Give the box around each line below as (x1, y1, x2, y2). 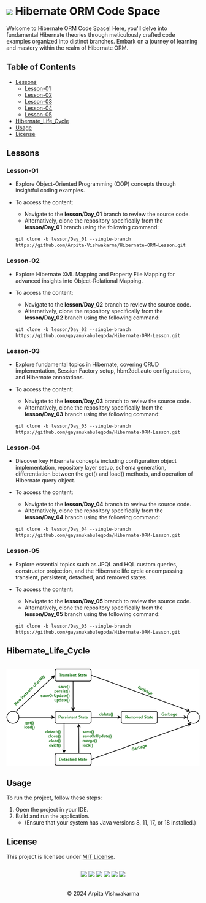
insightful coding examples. (15, 187, 85, 194)
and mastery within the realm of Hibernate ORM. (6, 44, 129, 51)
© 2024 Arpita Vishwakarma (66, 890, 140, 897)
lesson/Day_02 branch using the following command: (24, 314, 161, 321)
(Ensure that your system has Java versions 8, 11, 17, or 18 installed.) (24, 819, 196, 826)
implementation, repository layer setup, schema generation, (15, 464, 167, 471)
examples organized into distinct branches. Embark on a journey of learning (6, 37, 198, 45)
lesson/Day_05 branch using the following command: (24, 610, 160, 617)
